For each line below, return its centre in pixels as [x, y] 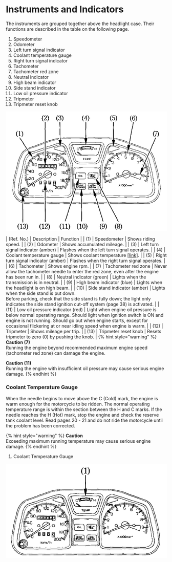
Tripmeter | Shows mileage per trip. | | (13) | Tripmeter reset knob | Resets [84, 332]
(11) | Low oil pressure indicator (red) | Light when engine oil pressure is [81, 310]
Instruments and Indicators [65, 9]
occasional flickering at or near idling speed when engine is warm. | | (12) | [84, 326]
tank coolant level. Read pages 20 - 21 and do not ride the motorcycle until [84, 420]
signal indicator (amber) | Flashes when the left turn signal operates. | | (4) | [86, 250]
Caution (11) [19, 363]
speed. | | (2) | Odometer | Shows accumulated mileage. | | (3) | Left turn [82, 245]
